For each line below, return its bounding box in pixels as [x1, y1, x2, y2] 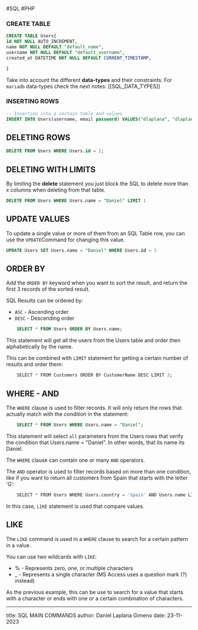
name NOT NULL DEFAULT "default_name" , [6, 44, 104, 50]
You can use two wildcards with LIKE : [6, 553, 97, 560]
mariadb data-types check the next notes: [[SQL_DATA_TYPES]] [6, 83, 160, 90]
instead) [14, 577, 35, 584]
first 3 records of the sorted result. [6, 286, 90, 293]
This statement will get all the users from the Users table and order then [6, 337, 181, 344]
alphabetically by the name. [6, 343, 73, 350]
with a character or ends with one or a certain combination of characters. [6, 595, 184, 602]
